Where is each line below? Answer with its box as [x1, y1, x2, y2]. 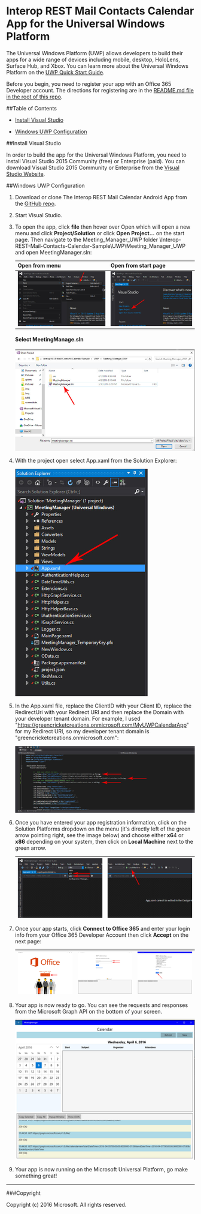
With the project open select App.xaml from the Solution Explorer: [14, 457, 178, 464]
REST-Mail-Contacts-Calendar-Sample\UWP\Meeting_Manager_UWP [14, 242, 186, 250]
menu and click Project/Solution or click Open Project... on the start [14, 229, 185, 236]
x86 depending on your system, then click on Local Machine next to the [14, 838, 193, 846]
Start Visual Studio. [14, 211, 63, 218]
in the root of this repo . [6, 93, 63, 100]
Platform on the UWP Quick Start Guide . [6, 68, 105, 76]
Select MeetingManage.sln [14, 336, 84, 343]
